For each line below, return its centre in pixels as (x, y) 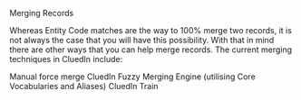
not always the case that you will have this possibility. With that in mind (142, 40)
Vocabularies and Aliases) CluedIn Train (84, 86)
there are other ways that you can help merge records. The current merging (151, 50)
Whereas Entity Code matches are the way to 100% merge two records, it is (151, 30)
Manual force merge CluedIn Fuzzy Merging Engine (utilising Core (132, 77)
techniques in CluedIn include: (66, 59)
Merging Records (42, 13)
